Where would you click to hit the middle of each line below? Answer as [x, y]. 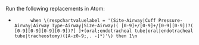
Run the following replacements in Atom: [55, 9]
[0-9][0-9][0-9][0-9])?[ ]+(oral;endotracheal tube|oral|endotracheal [104, 31]
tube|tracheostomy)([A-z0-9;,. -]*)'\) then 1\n [76, 36]
